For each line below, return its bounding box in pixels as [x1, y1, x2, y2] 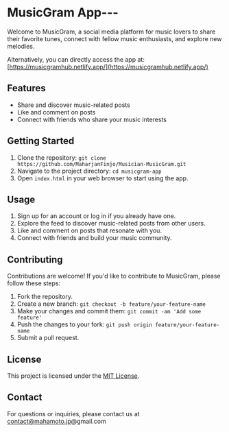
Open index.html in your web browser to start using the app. [16, 173, 189, 182]
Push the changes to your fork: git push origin [16, 320, 153, 328]
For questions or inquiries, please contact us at [7, 409, 140, 418]
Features [7, 82, 46, 94]
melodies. [7, 42, 35, 50]
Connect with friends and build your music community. [16, 234, 173, 242]
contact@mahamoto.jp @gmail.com [7, 417, 106, 425]
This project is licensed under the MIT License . [7, 372, 140, 380]
